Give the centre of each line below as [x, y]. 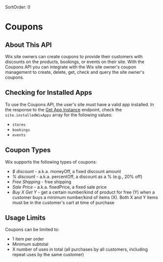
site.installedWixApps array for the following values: [59, 115]
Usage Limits [25, 218]
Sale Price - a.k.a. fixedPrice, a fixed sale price [59, 187]
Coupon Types [28, 150]
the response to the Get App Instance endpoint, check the [64, 109]
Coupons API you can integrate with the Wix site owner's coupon [71, 67]
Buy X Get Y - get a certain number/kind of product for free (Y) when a [83, 192]
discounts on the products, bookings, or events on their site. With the [75, 62]
